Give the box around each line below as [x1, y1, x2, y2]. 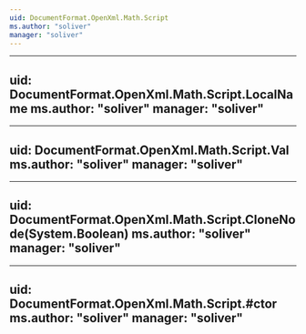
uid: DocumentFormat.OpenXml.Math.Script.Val [9, 142, 290, 157]
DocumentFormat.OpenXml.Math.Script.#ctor [9, 297, 278, 312]
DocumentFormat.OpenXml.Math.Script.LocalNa [9, 86, 294, 102]
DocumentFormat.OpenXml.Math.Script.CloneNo [9, 212, 296, 228]
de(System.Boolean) [9, 227, 129, 242]
